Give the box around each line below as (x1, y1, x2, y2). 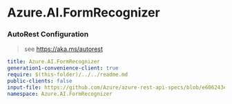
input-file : (7, 84, 41, 91)
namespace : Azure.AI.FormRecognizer (7, 90, 113, 97)
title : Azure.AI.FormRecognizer (7, 59, 100, 65)
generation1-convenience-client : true (7, 65, 119, 72)
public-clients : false (7, 78, 72, 85)
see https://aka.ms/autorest (23, 45, 104, 53)
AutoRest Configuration (7, 30, 89, 39)
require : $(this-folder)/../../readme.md (7, 71, 128, 79)
